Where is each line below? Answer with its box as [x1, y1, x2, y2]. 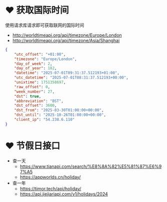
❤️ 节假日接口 [5, 140, 60, 151]
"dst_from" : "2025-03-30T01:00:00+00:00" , [14, 108, 104, 113]
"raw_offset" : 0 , [14, 84, 50, 89]
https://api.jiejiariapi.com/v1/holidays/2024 [19, 191, 108, 197]
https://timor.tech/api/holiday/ [19, 185, 81, 191]
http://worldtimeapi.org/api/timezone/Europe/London [12, 32, 122, 38]
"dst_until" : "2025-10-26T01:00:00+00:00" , [14, 112, 106, 118]
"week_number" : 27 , [14, 89, 55, 94]
